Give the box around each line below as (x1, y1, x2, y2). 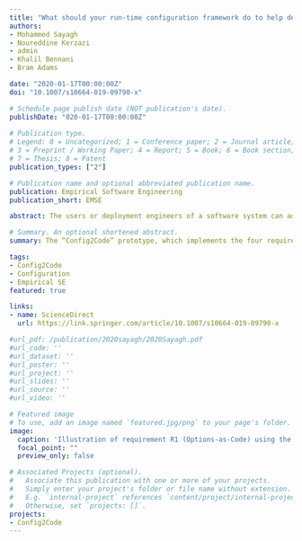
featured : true (9, 286, 67, 295)
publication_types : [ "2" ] (9, 163, 106, 172)
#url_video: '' (9, 394, 67, 403)
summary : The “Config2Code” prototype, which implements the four (9, 236, 263, 245)
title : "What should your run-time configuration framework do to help (9, 13, 283, 22)
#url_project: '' (9, 368, 75, 377)
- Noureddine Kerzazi (9, 38, 91, 48)
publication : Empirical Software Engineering (9, 187, 182, 196)
